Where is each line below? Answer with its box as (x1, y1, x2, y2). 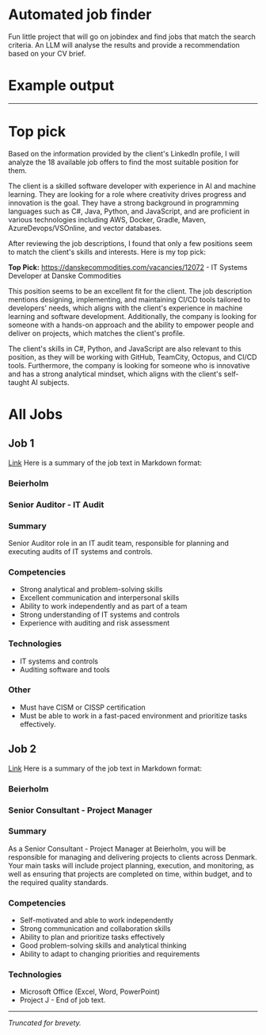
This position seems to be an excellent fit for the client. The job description (8, 286, 253, 295)
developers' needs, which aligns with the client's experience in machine (8, 303, 243, 313)
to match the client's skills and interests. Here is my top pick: (8, 247, 207, 256)
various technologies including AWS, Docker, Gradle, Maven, (8, 214, 207, 224)
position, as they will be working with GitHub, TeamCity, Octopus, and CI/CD (8, 352, 257, 362)
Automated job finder (8, 6, 152, 24)
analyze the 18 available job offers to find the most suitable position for (8, 157, 239, 167)
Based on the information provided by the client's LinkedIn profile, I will (8, 148, 240, 158)
